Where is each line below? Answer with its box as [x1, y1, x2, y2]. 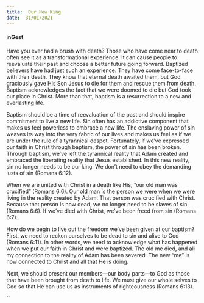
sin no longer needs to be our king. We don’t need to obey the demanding [6, 162, 192, 170]
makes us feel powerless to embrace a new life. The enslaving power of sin [6, 123, 195, 131]
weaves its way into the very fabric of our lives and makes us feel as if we [6, 130, 191, 137]
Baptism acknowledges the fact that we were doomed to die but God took [6, 86, 191, 93]
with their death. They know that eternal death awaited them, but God [6, 73, 181, 80]
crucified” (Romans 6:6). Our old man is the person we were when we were [6, 188, 195, 195]
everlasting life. [6, 99, 45, 106]
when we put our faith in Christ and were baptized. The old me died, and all [6, 245, 195, 252]
